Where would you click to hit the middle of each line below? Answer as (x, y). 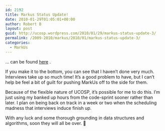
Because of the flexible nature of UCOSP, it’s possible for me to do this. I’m (82, 92)
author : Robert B (23, 24)
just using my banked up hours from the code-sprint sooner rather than (79, 97)
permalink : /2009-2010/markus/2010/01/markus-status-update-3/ (73, 38)
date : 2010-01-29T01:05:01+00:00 (40, 19)
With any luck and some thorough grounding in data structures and (75, 118)
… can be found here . (28, 61)
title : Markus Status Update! (37, 15)
